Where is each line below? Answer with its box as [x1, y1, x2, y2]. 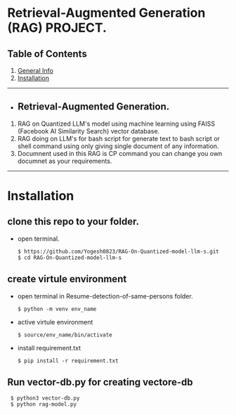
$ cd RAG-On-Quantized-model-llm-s [17, 254, 122, 261]
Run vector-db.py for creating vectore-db [7, 376, 193, 388]
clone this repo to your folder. [7, 216, 139, 228]
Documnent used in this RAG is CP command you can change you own [17, 149, 223, 157]
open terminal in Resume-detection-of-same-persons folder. [17, 291, 193, 300]
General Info [17, 67, 54, 74]
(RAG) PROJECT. [7, 20, 107, 36]
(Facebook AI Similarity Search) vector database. [17, 126, 160, 135]
